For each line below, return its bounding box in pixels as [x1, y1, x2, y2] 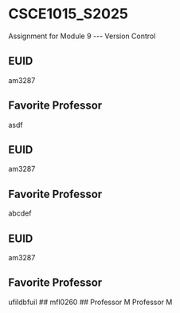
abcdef [8, 208, 32, 218]
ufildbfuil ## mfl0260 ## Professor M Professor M [8, 297, 173, 307]
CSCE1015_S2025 [8, 5, 129, 23]
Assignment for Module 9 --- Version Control [8, 31, 156, 41]
